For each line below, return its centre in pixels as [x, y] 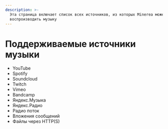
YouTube [21, 68]
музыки [22, 54]
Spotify [20, 73]
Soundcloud [25, 79]
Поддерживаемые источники [70, 44]
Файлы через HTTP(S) [36, 121]
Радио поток [26, 111]
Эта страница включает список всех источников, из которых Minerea [81, 14]
